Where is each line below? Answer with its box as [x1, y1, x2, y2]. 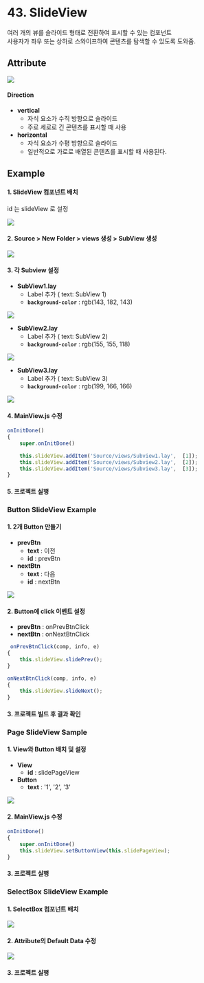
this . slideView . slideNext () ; [19, 687, 103, 695]
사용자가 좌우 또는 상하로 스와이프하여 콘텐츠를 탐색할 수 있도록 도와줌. [7, 36, 196, 45]
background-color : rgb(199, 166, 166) [27, 382, 133, 390]
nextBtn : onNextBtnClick [16, 630, 90, 639]
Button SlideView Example [7, 505, 97, 514]
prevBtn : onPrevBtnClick [16, 623, 89, 631]
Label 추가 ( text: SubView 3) [27, 374, 109, 382]
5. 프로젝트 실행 [7, 487, 49, 496]
